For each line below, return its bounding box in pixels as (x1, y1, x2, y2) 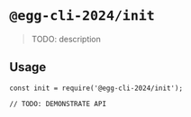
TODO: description (31, 33, 102, 44)
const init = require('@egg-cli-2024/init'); (9, 84, 183, 93)
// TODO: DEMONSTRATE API (9, 99, 106, 108)
